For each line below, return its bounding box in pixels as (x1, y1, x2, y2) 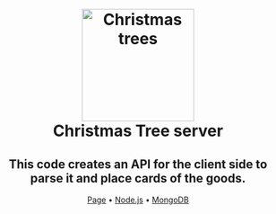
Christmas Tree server (53, 120, 223, 141)
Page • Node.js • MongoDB (87, 194, 189, 205)
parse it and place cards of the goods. (30, 170, 246, 186)
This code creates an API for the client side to (8, 156, 268, 172)
